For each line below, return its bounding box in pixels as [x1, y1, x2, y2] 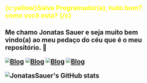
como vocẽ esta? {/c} [5, 12, 72, 20]
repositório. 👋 [5, 43, 47, 52]
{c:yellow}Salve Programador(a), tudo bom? [5, 4, 142, 12]
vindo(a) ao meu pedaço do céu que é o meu [5, 36, 142, 44]
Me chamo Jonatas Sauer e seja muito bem [5, 28, 138, 36]
